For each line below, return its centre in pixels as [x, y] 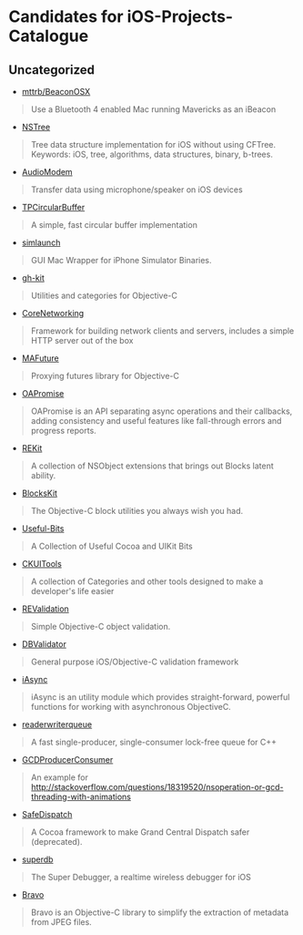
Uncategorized [52, 70]
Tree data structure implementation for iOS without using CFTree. [153, 144]
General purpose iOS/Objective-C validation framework [135, 662]
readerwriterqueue [57, 724]
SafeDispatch [47, 814]
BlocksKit [40, 493]
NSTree [36, 127]
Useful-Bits [43, 529]
